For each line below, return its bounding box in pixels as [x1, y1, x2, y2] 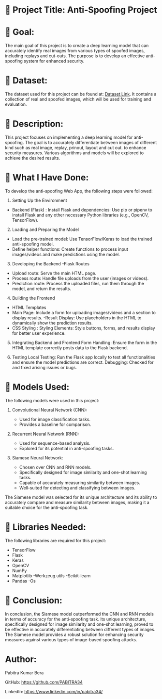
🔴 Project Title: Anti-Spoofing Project [5, 4, 157, 16]
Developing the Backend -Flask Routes [12, 260, 89, 266]
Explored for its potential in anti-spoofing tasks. [19, 445, 114, 451]
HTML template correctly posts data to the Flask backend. [12, 344, 128, 351]
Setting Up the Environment [12, 197, 67, 203]
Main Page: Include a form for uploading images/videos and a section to [12, 309, 156, 315]
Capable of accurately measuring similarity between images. [19, 480, 140, 486]
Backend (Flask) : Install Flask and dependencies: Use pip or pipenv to [12, 207, 152, 212]
